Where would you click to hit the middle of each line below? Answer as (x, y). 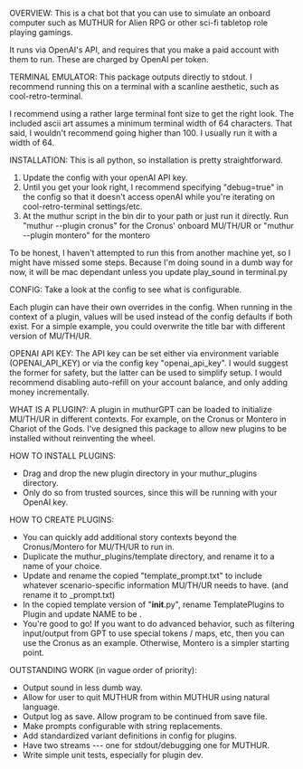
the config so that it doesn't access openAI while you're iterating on (149, 197)
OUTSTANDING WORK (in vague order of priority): (103, 670)
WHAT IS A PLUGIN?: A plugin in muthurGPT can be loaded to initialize (141, 409)
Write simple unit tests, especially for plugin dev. (113, 755)
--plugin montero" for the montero (86, 235)
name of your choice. (62, 566)
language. (41, 707)
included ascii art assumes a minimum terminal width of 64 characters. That (151, 123)
